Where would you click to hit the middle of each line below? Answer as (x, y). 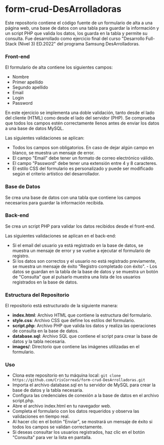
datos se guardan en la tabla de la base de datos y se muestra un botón (85, 271)
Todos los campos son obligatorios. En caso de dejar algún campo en (83, 148)
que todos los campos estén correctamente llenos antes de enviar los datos (82, 123)
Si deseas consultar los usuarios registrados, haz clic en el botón (78, 432)
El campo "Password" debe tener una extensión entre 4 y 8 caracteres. (85, 163)
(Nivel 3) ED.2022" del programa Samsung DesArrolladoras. (79, 43)
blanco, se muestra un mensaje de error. (53, 153)
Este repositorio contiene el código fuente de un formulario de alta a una (79, 23)
